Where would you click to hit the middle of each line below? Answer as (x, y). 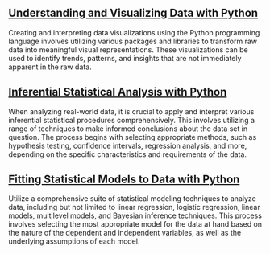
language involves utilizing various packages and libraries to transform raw (133, 41)
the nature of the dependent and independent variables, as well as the (125, 233)
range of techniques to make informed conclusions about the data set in (128, 129)
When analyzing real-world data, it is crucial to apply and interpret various (131, 111)
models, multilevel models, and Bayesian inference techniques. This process (135, 215)
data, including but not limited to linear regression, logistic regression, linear (134, 207)
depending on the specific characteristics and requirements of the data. (128, 154)
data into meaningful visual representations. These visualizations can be (128, 49)
